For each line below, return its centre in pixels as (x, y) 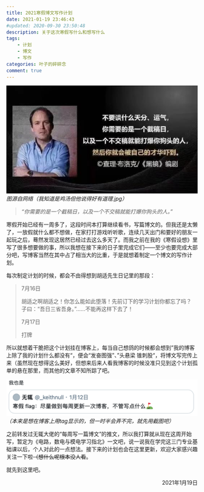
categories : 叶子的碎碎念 (36, 64)
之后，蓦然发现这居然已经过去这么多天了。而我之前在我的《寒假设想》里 (107, 240)
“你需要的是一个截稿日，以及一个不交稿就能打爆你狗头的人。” (97, 211)
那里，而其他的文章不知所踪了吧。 (70, 370)
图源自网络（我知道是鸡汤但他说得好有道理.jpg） (67, 198)
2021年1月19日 (180, 483)
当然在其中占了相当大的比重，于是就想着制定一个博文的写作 (112, 255)
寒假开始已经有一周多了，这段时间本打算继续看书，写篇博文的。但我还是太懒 (102, 224)
